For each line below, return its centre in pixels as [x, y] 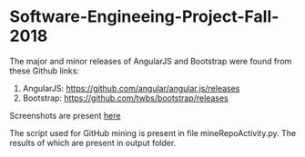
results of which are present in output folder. [93, 142]
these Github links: [45, 71]
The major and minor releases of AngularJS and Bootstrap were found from [151, 61]
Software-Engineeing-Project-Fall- [144, 17]
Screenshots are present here [65, 115]
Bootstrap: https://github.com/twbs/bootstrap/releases [126, 98]
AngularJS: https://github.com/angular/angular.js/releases [131, 88]
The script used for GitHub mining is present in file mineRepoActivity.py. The [153, 132]
